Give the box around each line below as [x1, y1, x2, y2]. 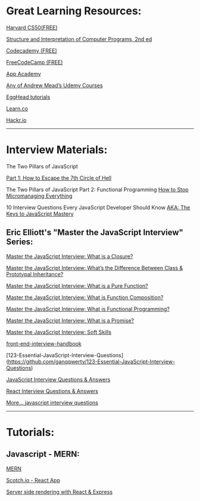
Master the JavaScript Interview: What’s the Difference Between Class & [6, 264, 183, 271]
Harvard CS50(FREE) [6, 24, 58, 31]
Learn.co [6, 104, 29, 112]
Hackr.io [6, 116, 27, 124]
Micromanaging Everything [6, 192, 73, 199]
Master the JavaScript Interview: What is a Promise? [6, 316, 135, 324]
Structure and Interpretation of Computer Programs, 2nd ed [6, 35, 152, 42]
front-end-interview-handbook [6, 340, 82, 347]
